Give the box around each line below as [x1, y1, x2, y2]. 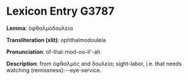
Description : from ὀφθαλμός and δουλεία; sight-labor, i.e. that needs [6, 60, 182, 67]
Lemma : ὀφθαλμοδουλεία [6, 24, 73, 32]
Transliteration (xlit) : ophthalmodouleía [6, 36, 106, 43]
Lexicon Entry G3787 [6, 4, 115, 18]
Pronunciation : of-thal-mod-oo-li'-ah [6, 48, 101, 56]
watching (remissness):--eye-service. [6, 66, 102, 74]
